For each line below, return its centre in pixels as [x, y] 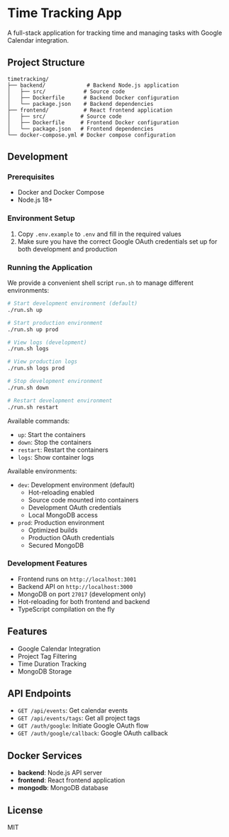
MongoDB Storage [45, 671]
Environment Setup [41, 218]
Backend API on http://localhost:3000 [75, 586]
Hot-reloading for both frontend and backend [84, 601]
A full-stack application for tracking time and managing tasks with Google [115, 33]
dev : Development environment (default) [76, 485]
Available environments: [42, 471]
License [25, 810]
